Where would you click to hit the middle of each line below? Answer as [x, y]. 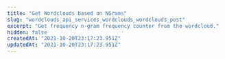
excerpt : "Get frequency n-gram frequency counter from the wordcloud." [113, 26]
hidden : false [27, 32]
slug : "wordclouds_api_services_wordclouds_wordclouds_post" [96, 20]
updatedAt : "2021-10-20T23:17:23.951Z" [64, 45]
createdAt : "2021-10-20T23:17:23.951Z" [64, 39]
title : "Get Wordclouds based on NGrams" [67, 13]
